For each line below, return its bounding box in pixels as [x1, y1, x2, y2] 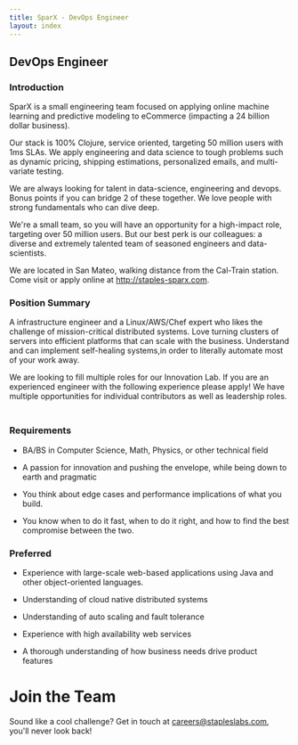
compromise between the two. [21, 525, 135, 536]
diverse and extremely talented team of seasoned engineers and [9, 238, 246, 250]
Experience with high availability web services [21, 629, 192, 640]
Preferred [9, 547, 52, 560]
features [21, 656, 53, 667]
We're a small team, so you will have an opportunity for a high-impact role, [9, 219, 282, 230]
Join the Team [9, 687, 117, 707]
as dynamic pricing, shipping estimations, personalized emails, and [9, 157, 255, 168]
